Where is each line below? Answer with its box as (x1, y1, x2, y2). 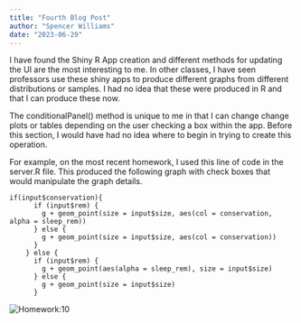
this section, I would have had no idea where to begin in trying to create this (9, 130, 292, 141)
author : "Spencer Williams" (9, 22, 116, 31)
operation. (9, 139, 48, 150)
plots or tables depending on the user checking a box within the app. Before (9, 120, 293, 131)
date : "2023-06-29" (9, 30, 83, 39)
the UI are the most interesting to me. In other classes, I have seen (9, 64, 256, 75)
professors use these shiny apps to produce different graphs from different (9, 74, 289, 85)
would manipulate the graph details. (9, 176, 143, 187)
